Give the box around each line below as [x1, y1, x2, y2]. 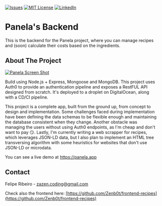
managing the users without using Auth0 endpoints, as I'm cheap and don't [5, 124, 156, 130]
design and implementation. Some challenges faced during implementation [5, 109, 155, 115]
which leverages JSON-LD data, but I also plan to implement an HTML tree [5, 134, 154, 140]
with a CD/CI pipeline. [5, 94, 49, 100]
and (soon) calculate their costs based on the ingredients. [5, 43, 120, 48]
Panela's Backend [5, 22, 79, 32]
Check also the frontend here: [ [5, 190, 68, 196]
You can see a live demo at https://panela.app [5, 154, 97, 160]
